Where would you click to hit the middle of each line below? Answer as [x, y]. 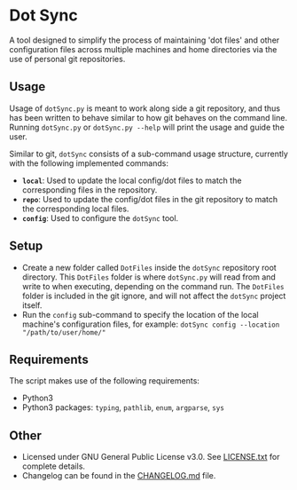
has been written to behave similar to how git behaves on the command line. [148, 117]
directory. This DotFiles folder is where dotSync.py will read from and [149, 277]
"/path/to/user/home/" [64, 332]
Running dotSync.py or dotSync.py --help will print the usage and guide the [147, 127]
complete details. [54, 466]
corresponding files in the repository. [90, 190]
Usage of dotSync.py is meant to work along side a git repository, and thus [145, 108]
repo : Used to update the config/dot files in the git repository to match [150, 199]
